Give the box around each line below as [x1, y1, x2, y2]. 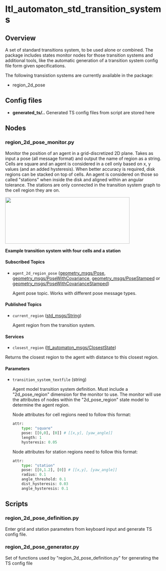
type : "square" [21, 426, 53, 431]
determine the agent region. [12, 402, 70, 408]
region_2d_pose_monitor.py [5, 139, 75, 146]
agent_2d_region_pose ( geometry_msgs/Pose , [12, 270, 106, 276]
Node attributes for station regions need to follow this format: [12, 448, 138, 455]
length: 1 [21, 435, 42, 440]
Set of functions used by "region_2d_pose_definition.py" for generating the [5, 555, 159, 561]
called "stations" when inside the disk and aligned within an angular [5, 176, 144, 182]
